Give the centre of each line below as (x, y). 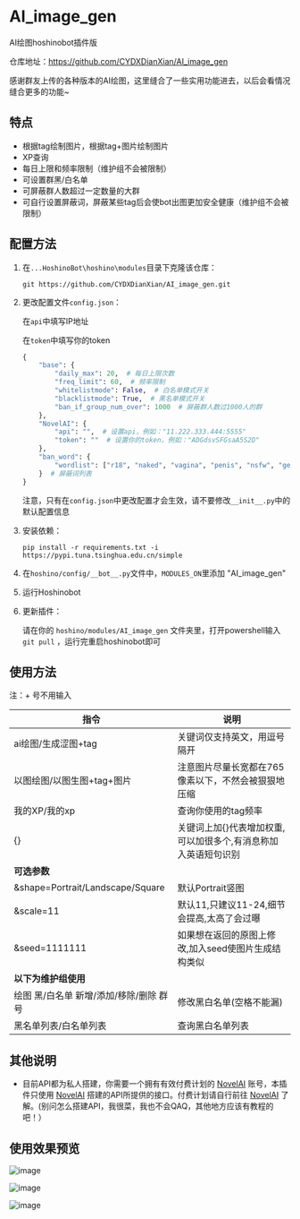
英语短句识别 (213, 854)
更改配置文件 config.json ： (72, 302)
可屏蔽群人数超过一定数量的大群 (81, 191)
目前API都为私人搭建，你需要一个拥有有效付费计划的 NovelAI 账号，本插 (154, 1084)
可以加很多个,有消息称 (223, 841)
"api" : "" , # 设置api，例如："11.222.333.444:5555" (151, 432)
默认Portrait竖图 (211, 888)
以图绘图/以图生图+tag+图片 (73, 781)
